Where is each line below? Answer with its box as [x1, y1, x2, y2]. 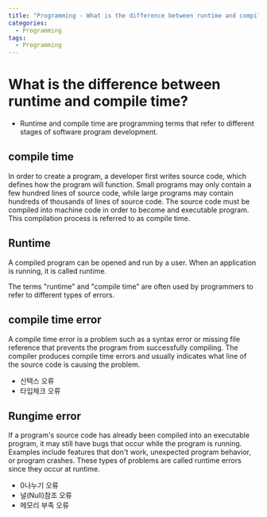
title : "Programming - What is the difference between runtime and [8, 11, 237, 20]
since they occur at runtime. [8, 465, 101, 474]
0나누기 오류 [19, 480, 59, 490]
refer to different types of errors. [8, 290, 115, 299]
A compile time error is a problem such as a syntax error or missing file [8, 334, 241, 344]
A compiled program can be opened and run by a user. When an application [8, 258, 257, 267]
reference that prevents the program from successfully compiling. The [8, 343, 238, 352]
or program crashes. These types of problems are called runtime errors [8, 456, 242, 465]
